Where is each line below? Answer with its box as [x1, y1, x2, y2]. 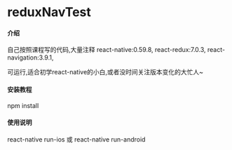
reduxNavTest [7, 4, 91, 20]
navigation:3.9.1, [7, 53, 54, 62]
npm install [7, 101, 39, 109]
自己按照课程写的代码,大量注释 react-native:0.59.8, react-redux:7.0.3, [7, 46, 206, 54]
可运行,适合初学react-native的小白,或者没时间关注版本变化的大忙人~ [7, 68, 204, 76]
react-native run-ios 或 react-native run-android [7, 135, 146, 144]
